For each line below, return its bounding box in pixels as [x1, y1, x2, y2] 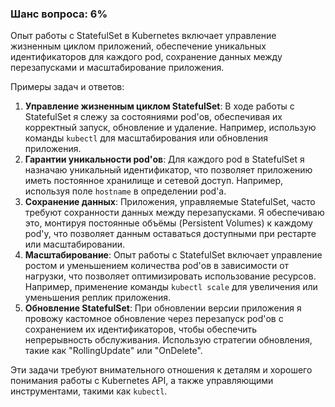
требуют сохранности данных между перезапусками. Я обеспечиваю [24, 207, 325, 219]
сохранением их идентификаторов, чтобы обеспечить [24, 323, 258, 336]
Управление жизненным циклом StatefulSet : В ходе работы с [24, 100, 295, 112]
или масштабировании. [24, 238, 126, 251]
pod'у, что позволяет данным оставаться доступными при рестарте [24, 228, 317, 240]
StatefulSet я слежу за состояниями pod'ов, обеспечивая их [24, 111, 283, 123]
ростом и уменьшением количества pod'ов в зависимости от [24, 260, 290, 272]
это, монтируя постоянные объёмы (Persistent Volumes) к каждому [24, 217, 313, 229]
